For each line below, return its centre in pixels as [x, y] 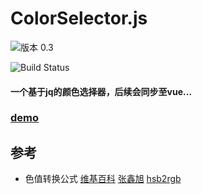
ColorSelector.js [79, 18]
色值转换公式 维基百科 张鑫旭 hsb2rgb [103, 179]
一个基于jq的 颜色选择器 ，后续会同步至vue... [101, 91]
